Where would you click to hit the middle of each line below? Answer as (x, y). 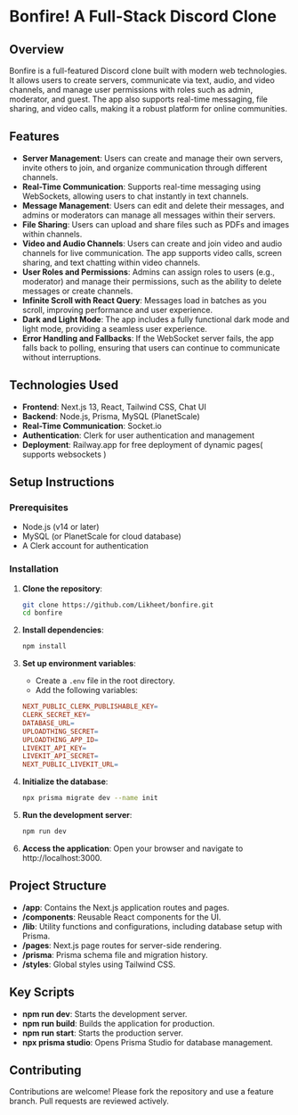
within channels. (52, 234)
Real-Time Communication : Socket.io (92, 425)
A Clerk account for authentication (85, 546)
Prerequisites (39, 508)
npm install (44, 647)
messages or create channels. (77, 291)
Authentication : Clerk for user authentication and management (138, 435)
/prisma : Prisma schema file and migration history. (115, 954)
